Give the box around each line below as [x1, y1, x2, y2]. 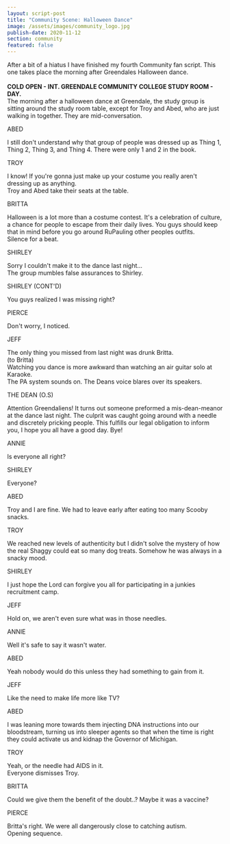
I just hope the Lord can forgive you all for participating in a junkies [7, 580, 196, 588]
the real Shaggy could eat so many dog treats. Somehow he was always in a [7, 547, 222, 555]
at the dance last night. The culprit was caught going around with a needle [7, 412, 217, 419]
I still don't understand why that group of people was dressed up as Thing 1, [7, 138, 222, 146]
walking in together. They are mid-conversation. [7, 112, 142, 120]
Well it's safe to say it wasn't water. [7, 641, 107, 649]
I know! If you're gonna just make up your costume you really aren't [7, 172, 197, 180]
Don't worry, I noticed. [7, 322, 71, 330]
